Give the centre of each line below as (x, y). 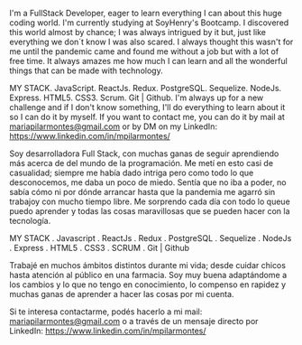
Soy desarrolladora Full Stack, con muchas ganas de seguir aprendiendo (144, 154)
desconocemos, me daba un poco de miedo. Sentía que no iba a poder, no (148, 182)
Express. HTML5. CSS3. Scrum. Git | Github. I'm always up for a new (137, 98)
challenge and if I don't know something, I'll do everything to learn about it (147, 107)
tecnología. (30, 221)
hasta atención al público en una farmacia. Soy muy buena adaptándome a (148, 275)
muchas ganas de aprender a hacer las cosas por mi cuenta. (122, 294)
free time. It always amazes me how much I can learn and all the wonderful (149, 61)
